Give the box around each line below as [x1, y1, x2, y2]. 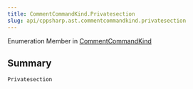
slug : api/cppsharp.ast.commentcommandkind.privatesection [7, 17, 187, 24]
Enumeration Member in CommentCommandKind [7, 36, 152, 45]
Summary [7, 57, 52, 69]
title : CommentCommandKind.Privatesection [7, 10, 135, 18]
